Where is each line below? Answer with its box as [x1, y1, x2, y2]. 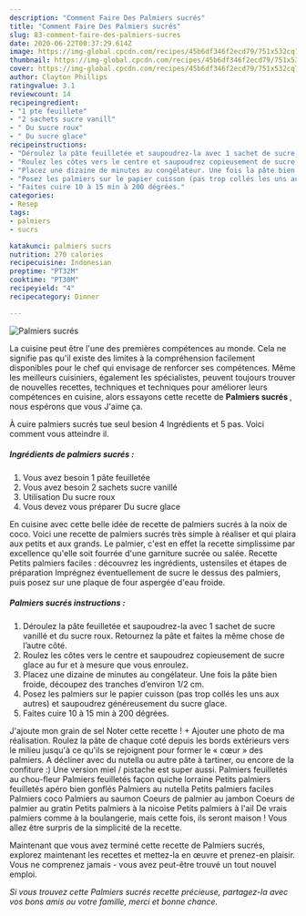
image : [9, 47, 35, 56]
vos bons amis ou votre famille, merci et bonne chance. [9, 896, 219, 907]
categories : [9, 191, 55, 200]
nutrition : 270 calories [9, 249, 104, 260]
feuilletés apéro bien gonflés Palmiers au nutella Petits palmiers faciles [9, 783, 274, 794]
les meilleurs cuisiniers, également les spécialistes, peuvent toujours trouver [9, 371, 296, 382]
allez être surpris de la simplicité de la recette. [9, 821, 182, 833]
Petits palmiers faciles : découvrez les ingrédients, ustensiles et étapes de [9, 557, 288, 568]
